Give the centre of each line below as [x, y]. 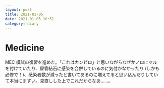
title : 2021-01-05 [24, 14]
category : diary [22, 23]
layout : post [19, 10]
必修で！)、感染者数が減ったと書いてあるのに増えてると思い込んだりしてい [82, 75]
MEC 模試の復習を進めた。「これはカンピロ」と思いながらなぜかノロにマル [81, 62]
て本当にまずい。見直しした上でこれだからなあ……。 [59, 81]
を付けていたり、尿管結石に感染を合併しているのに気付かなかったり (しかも [82, 68]
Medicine [25, 48]
